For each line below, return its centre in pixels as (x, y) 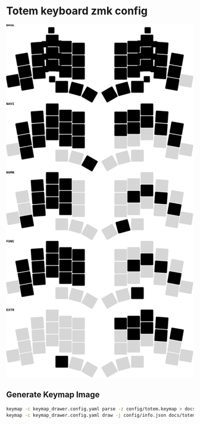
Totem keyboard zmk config (77, 11)
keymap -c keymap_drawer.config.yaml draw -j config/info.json (86, 416)
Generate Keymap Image (53, 395)
